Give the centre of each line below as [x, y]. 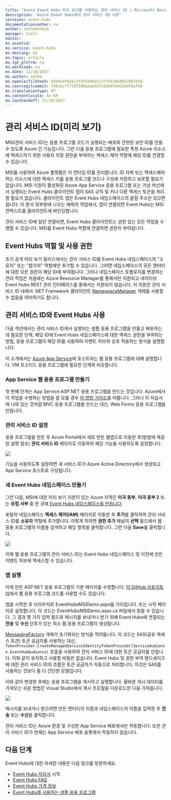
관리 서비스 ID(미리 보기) [53, 127]
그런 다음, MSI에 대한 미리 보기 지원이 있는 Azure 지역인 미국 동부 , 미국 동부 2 [82, 497]
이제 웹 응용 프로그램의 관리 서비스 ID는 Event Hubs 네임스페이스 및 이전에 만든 [84, 554]
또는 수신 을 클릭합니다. [33, 715]
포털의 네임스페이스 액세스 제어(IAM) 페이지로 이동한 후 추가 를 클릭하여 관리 [81, 514]
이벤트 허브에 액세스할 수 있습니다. [39, 560]
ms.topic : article [25, 58]
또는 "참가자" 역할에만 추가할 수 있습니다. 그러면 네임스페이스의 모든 [84, 265]
